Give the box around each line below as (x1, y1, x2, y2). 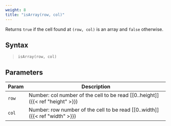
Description (81, 83, 111, 90)
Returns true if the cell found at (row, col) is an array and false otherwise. (5, 26, 164, 32)
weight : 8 (5, 7, 26, 13)
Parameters (5, 68, 43, 77)
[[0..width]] (131, 106, 159, 113)
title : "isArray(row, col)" (5, 12, 65, 17)
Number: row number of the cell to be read (28, 106, 131, 113)
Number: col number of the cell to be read (28, 92, 129, 99)
